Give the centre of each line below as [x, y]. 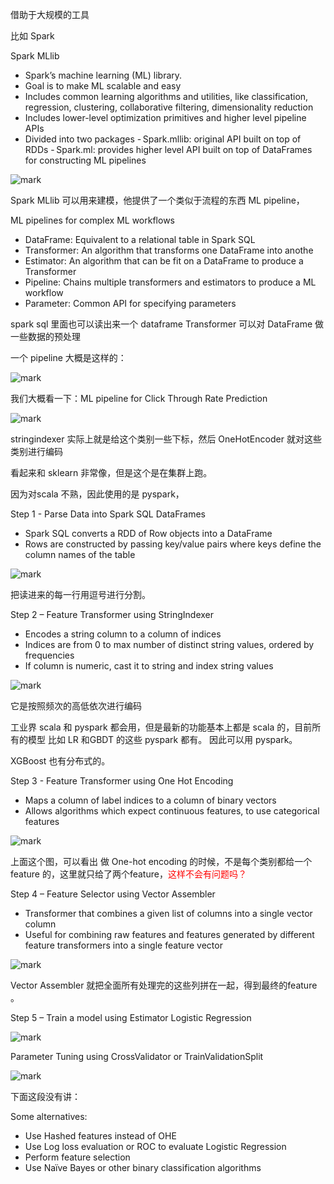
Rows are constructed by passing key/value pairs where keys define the [173, 544]
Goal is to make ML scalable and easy [103, 86]
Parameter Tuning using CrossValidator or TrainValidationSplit [137, 1056]
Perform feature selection [77, 1157]
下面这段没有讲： [45, 1096]
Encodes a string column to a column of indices [123, 634]
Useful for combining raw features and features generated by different [169, 934]
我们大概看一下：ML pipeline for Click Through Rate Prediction [139, 398]
